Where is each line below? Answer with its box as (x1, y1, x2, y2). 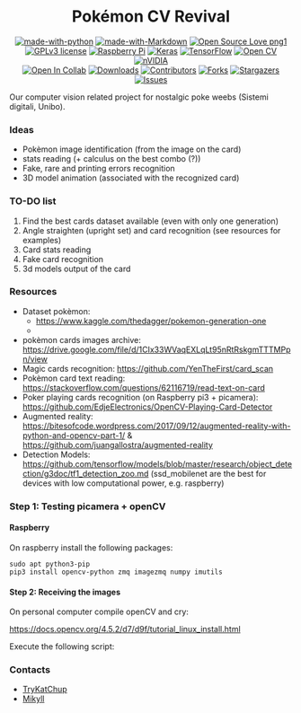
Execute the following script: (9, 641, 115, 652)
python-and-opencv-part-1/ (22, 429, 126, 441)
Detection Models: (22, 449, 91, 460)
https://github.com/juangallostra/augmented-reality (22, 439, 214, 450)
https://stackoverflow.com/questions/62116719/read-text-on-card (22, 382, 265, 392)
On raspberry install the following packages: (9, 541, 173, 553)
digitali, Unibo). (9, 101, 66, 111)
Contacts (9, 664, 51, 676)
